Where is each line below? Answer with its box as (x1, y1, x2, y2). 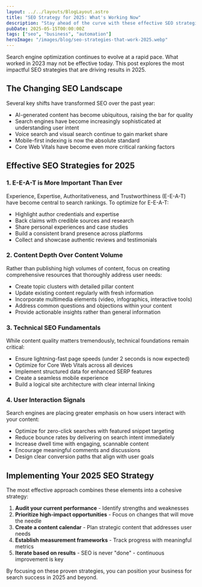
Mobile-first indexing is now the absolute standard (14, 137, 140, 144)
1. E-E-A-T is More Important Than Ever (6, 179, 123, 187)
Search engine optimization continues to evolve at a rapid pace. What (6, 54, 179, 60)
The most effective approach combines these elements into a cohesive (6, 486, 182, 494)
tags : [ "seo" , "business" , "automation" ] (6, 31, 112, 37)
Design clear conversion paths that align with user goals (14, 453, 155, 461)
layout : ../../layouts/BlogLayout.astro (6, 8, 109, 15)
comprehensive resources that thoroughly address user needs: (6, 271, 162, 278)
